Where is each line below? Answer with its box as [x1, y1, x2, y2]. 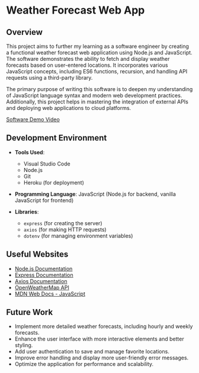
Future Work [6, 307, 53, 317]
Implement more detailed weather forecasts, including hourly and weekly [14, 323, 193, 330]
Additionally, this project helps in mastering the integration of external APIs [6, 98, 188, 105]
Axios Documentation [14, 277, 68, 284]
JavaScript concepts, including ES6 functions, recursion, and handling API [6, 68, 188, 74]
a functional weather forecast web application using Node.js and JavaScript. [6, 49, 192, 56]
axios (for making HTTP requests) [23, 226, 107, 233]
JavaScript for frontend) [14, 196, 74, 204]
